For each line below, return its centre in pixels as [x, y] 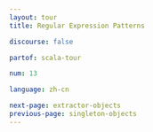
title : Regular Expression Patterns [77, 26]
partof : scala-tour [45, 58]
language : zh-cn [39, 89]
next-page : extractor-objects [65, 106]
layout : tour [33, 17]
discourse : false [41, 42]
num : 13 [24, 74]
